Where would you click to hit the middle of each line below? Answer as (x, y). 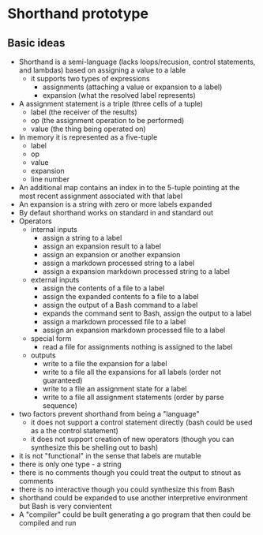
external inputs (55, 280)
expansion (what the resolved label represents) (119, 95)
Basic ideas (36, 43)
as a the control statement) (75, 430)
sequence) (60, 406)
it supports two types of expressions (90, 79)
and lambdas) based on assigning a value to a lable (102, 70)
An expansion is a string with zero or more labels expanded (115, 204)
